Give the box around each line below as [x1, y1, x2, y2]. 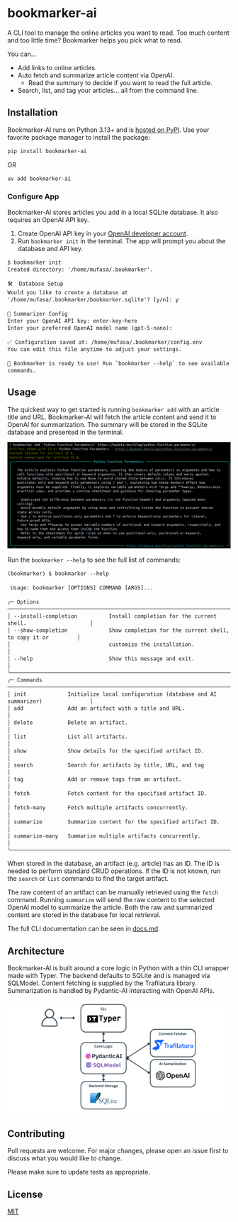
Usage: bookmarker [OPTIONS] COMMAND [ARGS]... [10, 584, 154, 591]
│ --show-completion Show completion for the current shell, [7, 627, 230, 634]
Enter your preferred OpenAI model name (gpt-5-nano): [7, 324, 173, 331]
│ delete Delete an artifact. [7, 719, 129, 726]
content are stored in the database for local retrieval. [7, 911, 161, 919]
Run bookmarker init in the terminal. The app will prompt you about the [17, 236, 226, 245]
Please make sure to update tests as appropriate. [7, 1168, 151, 1177]
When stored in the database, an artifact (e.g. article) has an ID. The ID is [7, 860, 220, 868]
